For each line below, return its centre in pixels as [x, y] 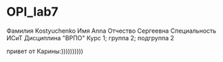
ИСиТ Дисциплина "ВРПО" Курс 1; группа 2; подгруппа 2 [91, 37]
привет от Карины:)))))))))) [45, 51]
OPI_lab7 [33, 12]
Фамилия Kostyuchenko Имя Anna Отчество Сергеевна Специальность [111, 31]
